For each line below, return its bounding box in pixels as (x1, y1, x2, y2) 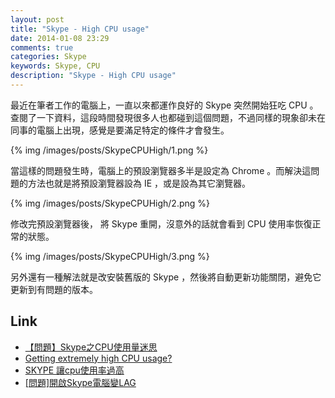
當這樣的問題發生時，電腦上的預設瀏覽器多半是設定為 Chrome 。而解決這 (10, 164, 312, 176)
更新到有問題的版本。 (10, 283, 98, 295)
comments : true (10, 42, 74, 53)
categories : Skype (10, 52, 87, 62)
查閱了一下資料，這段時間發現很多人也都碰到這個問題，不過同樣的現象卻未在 (10, 111, 326, 123)
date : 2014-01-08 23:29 (10, 33, 110, 43)
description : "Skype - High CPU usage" (10, 71, 177, 81)
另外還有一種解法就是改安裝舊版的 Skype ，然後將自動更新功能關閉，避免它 (10, 271, 322, 283)
